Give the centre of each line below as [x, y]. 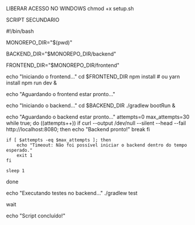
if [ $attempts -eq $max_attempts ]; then [59, 140]
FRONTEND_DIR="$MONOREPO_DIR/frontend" [63, 65]
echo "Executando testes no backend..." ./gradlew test [72, 193]
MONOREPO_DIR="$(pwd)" [39, 42]
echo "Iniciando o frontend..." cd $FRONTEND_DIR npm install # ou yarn [93, 76]
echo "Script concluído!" [36, 216]
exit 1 [25, 155]
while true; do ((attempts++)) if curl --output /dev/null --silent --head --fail [96, 123]
